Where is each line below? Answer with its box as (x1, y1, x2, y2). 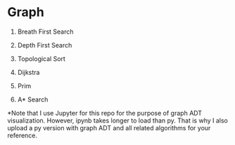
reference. (7, 131, 37, 139)
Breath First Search (17, 27, 74, 36)
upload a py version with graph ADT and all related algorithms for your (7, 123, 211, 132)
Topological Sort (17, 54, 65, 63)
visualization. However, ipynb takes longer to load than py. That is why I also (7, 116, 229, 125)
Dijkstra (17, 68, 40, 76)
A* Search (17, 95, 49, 104)
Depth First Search (17, 41, 72, 49)
